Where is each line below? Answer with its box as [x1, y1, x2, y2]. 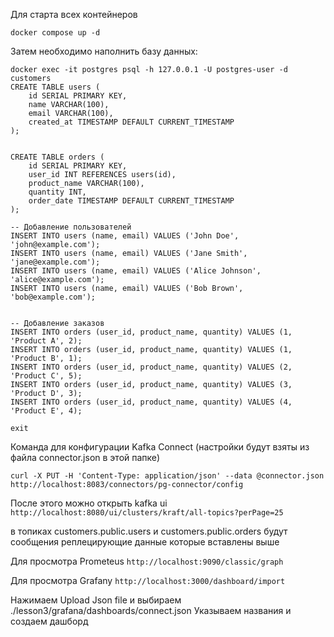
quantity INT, [28, 187, 87, 197]
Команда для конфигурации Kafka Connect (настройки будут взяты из [10, 441, 310, 453]
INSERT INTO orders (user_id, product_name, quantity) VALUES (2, [10, 362, 293, 372]
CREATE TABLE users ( [10, 82, 101, 92]
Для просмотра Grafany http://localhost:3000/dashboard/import [10, 575, 286, 586]
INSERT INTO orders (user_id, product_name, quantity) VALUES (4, [10, 397, 293, 407]
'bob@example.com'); [10, 292, 97, 302]
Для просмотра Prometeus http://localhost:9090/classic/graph [10, 555, 284, 567]
